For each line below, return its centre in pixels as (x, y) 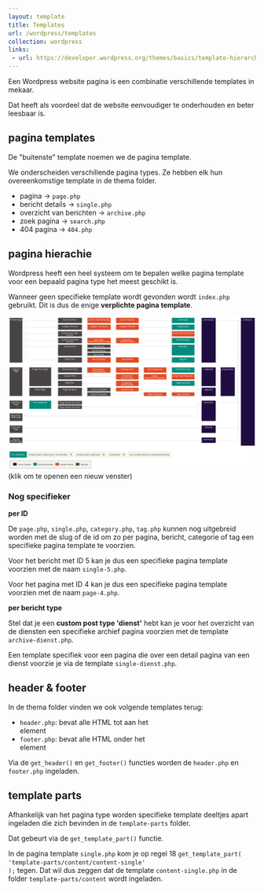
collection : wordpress (45, 42)
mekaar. (21, 90)
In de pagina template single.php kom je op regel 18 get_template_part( (125, 853)
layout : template (37, 17)
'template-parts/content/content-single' (77, 862)
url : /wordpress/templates (52, 33)
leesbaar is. (27, 113)
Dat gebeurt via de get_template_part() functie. (86, 838)
